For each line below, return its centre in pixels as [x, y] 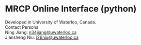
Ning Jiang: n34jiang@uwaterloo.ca [41, 32]
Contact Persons [22, 27]
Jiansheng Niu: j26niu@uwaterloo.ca [42, 37]
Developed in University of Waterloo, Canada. [51, 22]
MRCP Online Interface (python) [71, 9]
